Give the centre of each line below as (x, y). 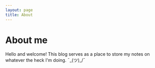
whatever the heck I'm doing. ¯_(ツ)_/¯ (45, 60)
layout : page (19, 10)
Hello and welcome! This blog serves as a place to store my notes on (78, 54)
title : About (19, 15)
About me (27, 40)
